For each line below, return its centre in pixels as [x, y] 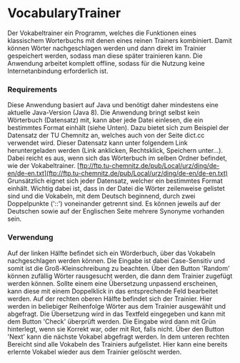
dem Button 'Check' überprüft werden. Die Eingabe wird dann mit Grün [112, 321]
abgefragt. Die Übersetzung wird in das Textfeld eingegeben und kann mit [116, 314]
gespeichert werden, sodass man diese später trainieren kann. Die [105, 56]
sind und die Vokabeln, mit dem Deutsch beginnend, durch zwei [101, 196]
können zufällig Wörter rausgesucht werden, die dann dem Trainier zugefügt [120, 276]
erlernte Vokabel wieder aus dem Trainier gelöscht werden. [95, 352]
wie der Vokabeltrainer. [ [44, 166]
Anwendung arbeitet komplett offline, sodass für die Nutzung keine [106, 63]
